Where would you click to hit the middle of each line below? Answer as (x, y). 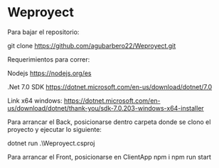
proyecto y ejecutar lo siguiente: (54, 129)
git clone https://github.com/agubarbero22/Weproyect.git (92, 45)
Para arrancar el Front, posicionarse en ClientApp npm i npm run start (109, 157)
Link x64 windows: (35, 101)
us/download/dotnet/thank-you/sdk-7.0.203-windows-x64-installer (106, 108)
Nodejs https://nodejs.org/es (49, 73)
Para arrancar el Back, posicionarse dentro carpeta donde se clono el (109, 122)
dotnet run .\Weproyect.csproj (51, 143)
